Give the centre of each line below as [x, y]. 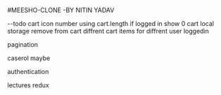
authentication [28, 72]
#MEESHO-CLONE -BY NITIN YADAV [61, 10]
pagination [23, 44]
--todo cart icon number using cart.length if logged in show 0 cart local [111, 23]
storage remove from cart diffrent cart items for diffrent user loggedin [108, 31]
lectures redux [28, 85]
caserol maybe [29, 58]
